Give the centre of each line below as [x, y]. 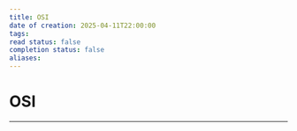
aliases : [25, 58]
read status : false [45, 42]
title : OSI [29, 17]
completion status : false [57, 50]
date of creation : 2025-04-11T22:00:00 [83, 25]
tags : [19, 33]
